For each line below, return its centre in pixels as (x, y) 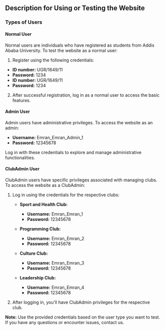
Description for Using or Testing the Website (75, 8)
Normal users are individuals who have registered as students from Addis (80, 45)
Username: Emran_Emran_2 (56, 238)
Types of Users (24, 22)
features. (21, 100)
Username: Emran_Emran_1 (55, 214)
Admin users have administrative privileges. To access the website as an (79, 122)
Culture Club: (34, 253)
